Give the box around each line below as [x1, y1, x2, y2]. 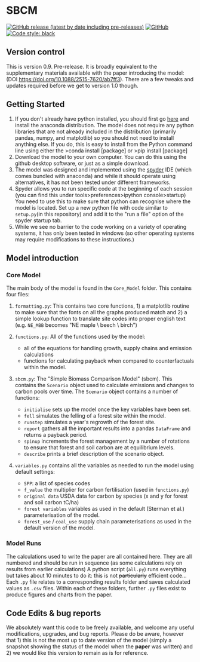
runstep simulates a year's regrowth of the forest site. [23, 419, 156, 426]
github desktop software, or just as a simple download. [14, 160, 150, 167]
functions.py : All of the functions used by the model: [14, 333, 146, 341]
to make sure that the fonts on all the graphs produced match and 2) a [14, 309, 187, 316]
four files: [6, 291, 30, 298]
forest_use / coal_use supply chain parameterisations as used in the [23, 518, 192, 525]
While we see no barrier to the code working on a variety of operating [14, 223, 187, 230]
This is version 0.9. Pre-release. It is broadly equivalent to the [6, 63, 157, 70]
